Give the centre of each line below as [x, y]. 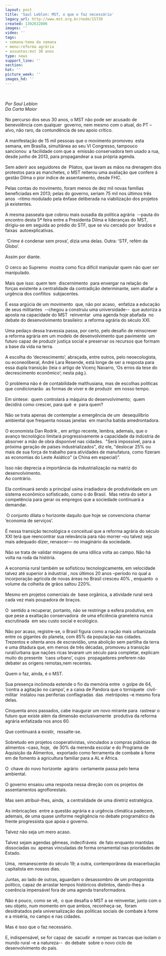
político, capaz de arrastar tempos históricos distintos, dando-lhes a [75, 884]
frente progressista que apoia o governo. [47, 821]
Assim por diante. [23, 257]
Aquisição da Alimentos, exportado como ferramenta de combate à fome [80, 752]
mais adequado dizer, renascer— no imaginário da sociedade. [68, 541]
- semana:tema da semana [31, 42]
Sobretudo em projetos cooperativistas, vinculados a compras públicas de [81, 742]
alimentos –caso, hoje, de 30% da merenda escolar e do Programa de [77, 747]
